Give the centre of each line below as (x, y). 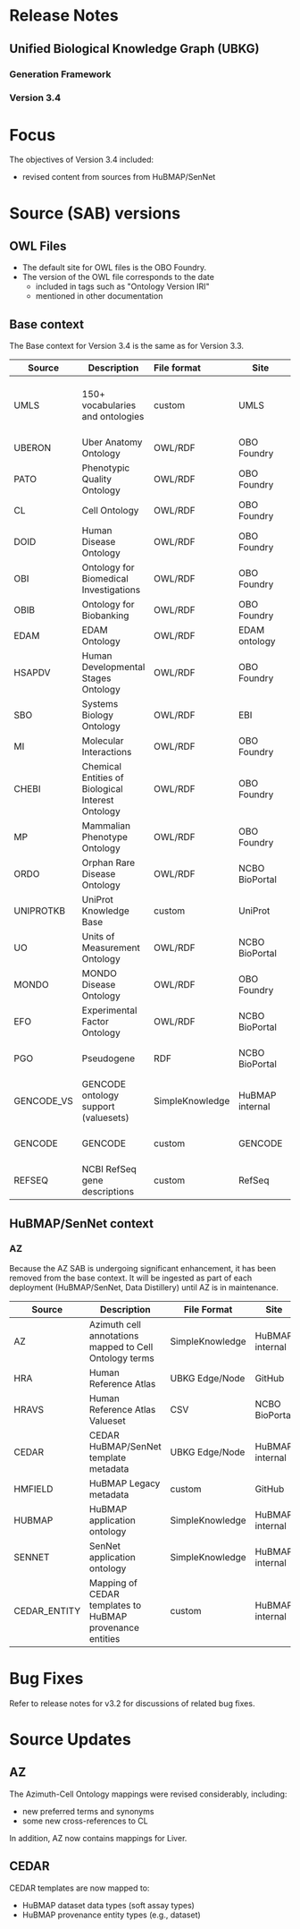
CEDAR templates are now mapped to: (79, 1888)
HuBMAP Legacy (125, 1483)
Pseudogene (108, 1058)
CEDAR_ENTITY (47, 1610)
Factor (95, 1022)
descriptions (108, 1192)
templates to (115, 1605)
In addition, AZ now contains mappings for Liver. (98, 1838)
